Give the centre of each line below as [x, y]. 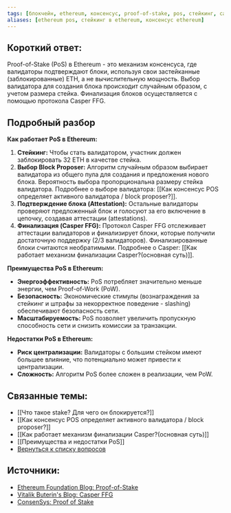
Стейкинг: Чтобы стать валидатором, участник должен [99, 153]
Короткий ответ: [45, 48]
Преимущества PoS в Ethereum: [55, 269]
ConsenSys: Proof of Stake [55, 502]
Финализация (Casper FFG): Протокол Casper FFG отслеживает [111, 226]
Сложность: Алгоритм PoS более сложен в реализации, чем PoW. [115, 374]
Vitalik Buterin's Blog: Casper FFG [65, 494]
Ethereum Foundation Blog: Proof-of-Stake [78, 487]
